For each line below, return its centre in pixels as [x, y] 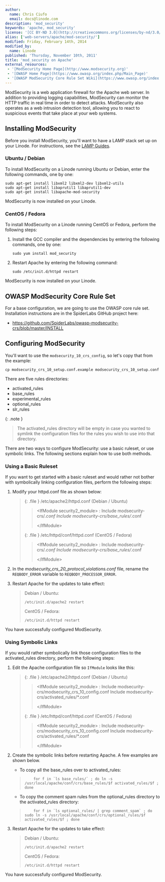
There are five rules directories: [37, 379]
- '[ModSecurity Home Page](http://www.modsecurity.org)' [68, 69]
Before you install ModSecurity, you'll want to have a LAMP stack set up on [81, 140]
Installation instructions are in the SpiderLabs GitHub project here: [72, 313]
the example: [18, 361]
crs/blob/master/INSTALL [38, 328]
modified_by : [18, 46]
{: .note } [14, 419]
